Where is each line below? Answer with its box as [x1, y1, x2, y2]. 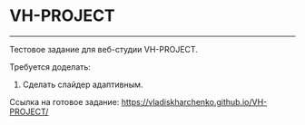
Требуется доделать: [9, 61, 91, 72]
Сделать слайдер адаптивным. [22, 79, 143, 90]
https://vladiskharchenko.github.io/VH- [121, 96, 268, 107]
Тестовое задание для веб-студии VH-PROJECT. [9, 43, 198, 54]
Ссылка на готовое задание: [9, 96, 120, 107]
